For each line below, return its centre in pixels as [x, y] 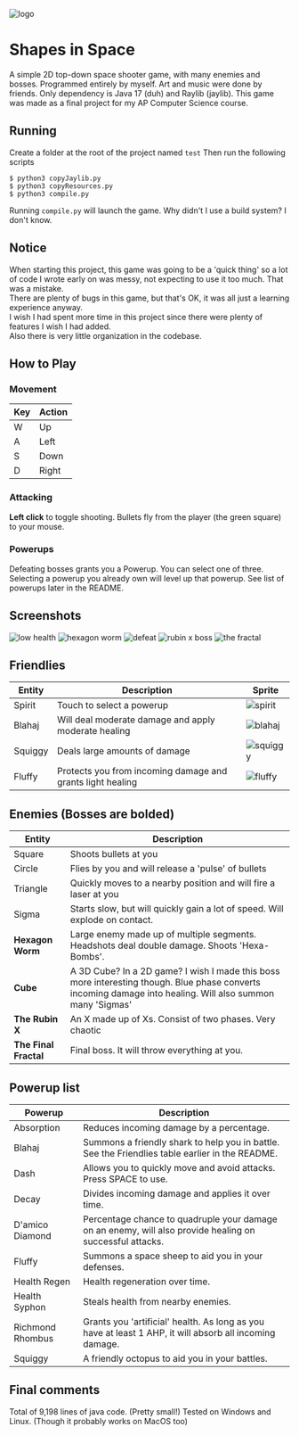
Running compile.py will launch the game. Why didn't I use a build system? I [148, 210]
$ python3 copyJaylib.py [55, 178]
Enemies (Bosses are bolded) [92, 814]
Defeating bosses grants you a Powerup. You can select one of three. [137, 569]
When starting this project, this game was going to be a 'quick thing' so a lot [149, 269]
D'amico [31, 1225]
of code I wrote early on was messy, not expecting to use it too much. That [146, 279]
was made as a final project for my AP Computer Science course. [129, 103]
